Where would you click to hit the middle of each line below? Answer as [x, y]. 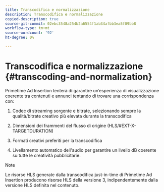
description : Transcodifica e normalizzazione [54, 14]
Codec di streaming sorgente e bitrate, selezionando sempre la [77, 111]
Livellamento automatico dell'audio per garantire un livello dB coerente [84, 150]
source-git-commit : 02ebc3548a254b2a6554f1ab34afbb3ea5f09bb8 [71, 24]
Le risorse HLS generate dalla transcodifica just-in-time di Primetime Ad [79, 175]
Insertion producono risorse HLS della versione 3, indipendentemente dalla [82, 180]
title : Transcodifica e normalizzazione [48, 10]
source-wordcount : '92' [30, 33]
